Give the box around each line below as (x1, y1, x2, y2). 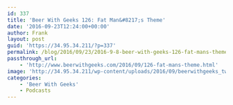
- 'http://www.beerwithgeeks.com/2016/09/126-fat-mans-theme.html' (19, 61, 218, 68)
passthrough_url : (7, 55, 58, 62)
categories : (7, 74, 42, 82)
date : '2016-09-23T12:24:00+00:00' (7, 23, 110, 30)
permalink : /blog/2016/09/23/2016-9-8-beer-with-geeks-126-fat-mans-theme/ (7, 49, 231, 56)
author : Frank (7, 29, 49, 37)
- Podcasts (19, 87, 51, 94)
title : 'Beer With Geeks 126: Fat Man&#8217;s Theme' (7, 17, 166, 23)
